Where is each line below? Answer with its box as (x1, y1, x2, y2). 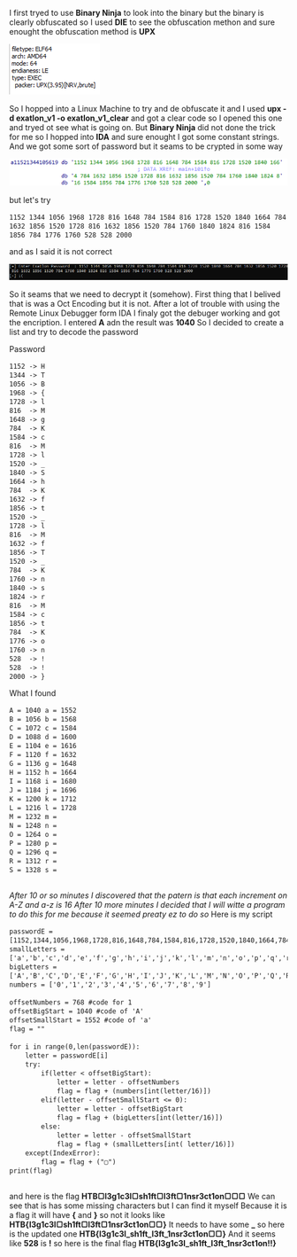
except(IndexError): (25, 1148, 101, 1158)
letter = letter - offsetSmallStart (56, 1130, 192, 1140)
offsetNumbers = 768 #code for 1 (9, 997, 133, 1007)
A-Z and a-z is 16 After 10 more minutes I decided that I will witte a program (9, 899, 286, 910)
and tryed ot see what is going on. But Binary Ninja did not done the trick (9, 122, 276, 132)
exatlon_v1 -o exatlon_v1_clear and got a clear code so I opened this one (16, 113, 283, 123)
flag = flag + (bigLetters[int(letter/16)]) (56, 1113, 224, 1122)
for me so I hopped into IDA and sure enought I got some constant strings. (9, 132, 280, 142)
